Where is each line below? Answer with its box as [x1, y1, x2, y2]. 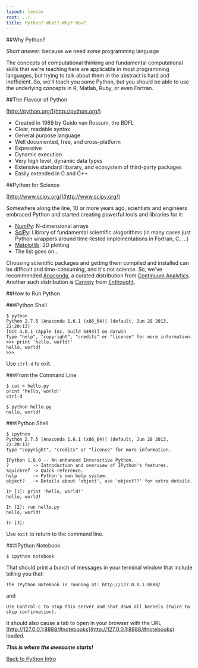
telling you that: [6, 570, 45, 577]
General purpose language [14, 132, 81, 139]
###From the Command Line [6, 372, 77, 379]
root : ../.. [6, 14, 36, 20]
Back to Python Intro [6, 655, 56, 663]
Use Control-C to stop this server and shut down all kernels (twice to [6, 604, 190, 610]
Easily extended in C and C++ [14, 170, 88, 177]
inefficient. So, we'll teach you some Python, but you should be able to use [6, 78, 189, 85]
